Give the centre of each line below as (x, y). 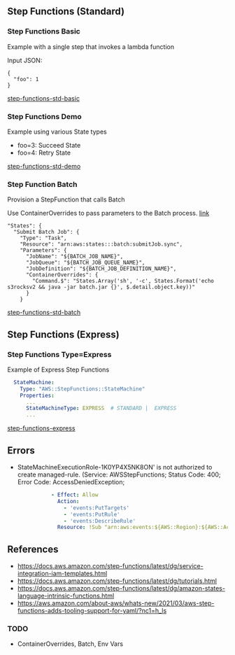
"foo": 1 (26, 79)
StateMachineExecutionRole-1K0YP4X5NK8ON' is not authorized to (115, 467)
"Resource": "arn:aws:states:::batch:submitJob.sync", (101, 244)
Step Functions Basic (44, 31)
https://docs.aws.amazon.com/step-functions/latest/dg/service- (111, 566)
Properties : (37, 395)
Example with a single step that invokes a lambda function (91, 47)
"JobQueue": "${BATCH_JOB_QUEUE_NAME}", (85, 263)
